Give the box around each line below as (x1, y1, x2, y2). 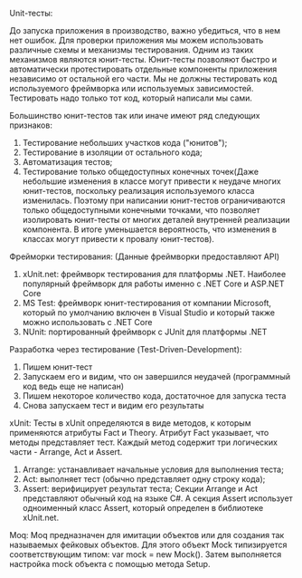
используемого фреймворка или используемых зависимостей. (9, 83, 254, 93)
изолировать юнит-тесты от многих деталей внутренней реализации (22, 215, 290, 225)
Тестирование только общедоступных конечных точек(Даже (22, 167, 260, 177)
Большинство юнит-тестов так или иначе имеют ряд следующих (9, 111, 260, 120)
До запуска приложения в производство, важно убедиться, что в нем (9, 25, 281, 35)
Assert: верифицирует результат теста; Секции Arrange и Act (22, 484, 259, 494)
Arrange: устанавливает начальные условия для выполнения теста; (22, 464, 285, 475)
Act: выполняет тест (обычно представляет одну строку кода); (22, 474, 266, 484)
